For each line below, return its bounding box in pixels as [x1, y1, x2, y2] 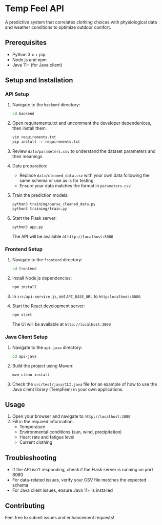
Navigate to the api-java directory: [12, 344, 82, 350]
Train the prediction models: [12, 192, 69, 198]
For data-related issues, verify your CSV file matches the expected [12, 477, 146, 483]
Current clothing [19, 439, 53, 445]
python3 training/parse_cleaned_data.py [12, 202, 96, 207]
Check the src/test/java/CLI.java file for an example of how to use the [12, 381, 157, 387]
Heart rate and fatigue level [19, 434, 75, 440]
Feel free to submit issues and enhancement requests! [5, 515, 115, 521]
